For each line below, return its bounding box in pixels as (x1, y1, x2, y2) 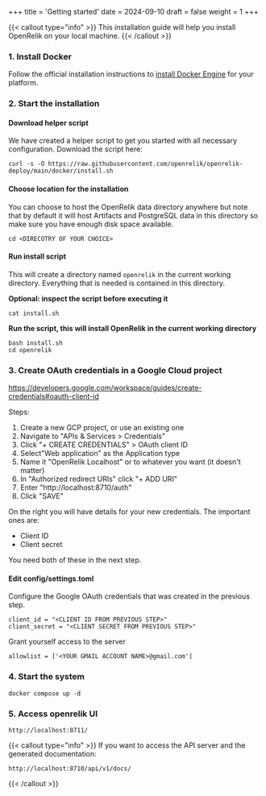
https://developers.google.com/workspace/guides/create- (8, 383, 202, 393)
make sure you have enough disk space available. (8, 219, 174, 229)
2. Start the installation (8, 98, 100, 110)
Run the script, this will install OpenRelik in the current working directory (8, 323, 257, 333)
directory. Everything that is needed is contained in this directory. (8, 278, 226, 288)
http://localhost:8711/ (8, 726, 89, 734)
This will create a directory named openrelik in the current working (8, 269, 231, 279)
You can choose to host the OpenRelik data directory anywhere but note (8, 201, 248, 212)
